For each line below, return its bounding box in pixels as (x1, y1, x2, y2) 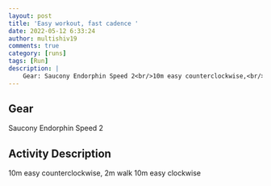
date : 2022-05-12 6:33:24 (8, 27, 95, 35)
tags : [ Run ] (8, 57, 48, 66)
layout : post (8, 11, 52, 20)
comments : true (8, 42, 60, 50)
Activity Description (8, 146, 111, 160)
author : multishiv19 (8, 34, 78, 43)
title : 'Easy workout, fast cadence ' (8, 19, 139, 27)
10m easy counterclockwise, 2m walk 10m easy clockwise (8, 168, 202, 178)
